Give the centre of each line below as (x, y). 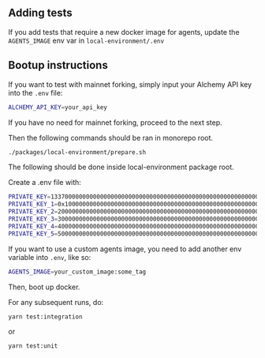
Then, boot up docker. (44, 287)
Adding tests (40, 13)
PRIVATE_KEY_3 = (33, 219)
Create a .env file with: (45, 183)
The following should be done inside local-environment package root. (121, 167)
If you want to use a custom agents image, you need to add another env (125, 249)
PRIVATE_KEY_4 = (33, 226)
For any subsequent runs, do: (56, 302)
